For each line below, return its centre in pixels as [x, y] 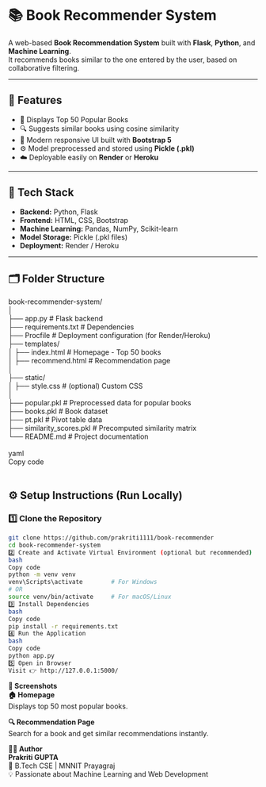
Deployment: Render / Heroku [69, 245]
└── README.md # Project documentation [78, 436]
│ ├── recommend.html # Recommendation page [89, 361]
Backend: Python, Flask [59, 212]
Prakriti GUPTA [34, 757]
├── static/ [27, 378]
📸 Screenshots [33, 685]
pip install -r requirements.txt [63, 626]
